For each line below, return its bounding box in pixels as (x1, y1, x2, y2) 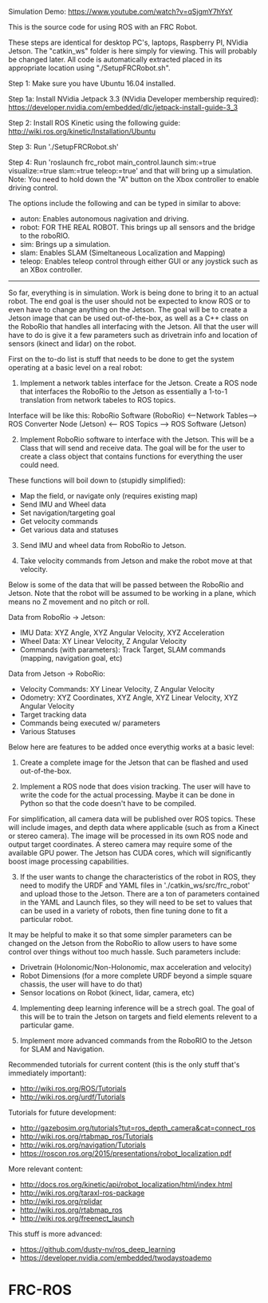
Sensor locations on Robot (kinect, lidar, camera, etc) (19, 988, 195, 997)
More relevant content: (8, 1164, 84, 1174)
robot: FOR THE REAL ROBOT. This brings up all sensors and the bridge (19, 223, 255, 232)
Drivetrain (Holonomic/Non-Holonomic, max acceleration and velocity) (19, 963, 252, 971)
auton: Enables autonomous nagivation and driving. (19, 214, 189, 223)
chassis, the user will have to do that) (19, 979, 143, 989)
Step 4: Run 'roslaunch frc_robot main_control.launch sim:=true (8, 157, 217, 167)
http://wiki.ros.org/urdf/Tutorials (19, 1092, 126, 1102)
